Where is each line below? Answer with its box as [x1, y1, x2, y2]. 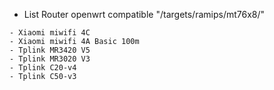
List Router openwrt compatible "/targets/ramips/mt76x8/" [23, 9, 266, 20]
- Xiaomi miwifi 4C [9, 28, 91, 38]
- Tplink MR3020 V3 [9, 54, 91, 64]
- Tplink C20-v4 [9, 63, 77, 73]
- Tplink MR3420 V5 [9, 45, 91, 55]
